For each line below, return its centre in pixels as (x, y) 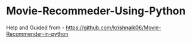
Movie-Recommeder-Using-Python (96, 11)
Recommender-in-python (37, 33)
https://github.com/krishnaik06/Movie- (113, 27)
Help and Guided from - (35, 27)
